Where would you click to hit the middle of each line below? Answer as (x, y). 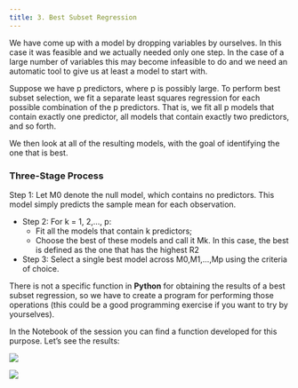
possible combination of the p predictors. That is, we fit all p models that (142, 107)
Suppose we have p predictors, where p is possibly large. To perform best (145, 88)
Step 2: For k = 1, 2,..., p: (67, 221)
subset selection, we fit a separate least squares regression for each (135, 98)
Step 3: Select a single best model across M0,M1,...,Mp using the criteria (154, 259)
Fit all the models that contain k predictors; (114, 231)
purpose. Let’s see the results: (64, 340)
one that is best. (39, 153)
